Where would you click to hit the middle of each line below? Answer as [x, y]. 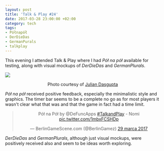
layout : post [18, 10]
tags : [11, 28]
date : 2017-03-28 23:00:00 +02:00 [41, 19]
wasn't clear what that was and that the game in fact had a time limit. [75, 104]
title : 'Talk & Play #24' [32, 14]
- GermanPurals [21, 42]
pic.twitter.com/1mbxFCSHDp [89, 119]
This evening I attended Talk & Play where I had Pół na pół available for [77, 60]
